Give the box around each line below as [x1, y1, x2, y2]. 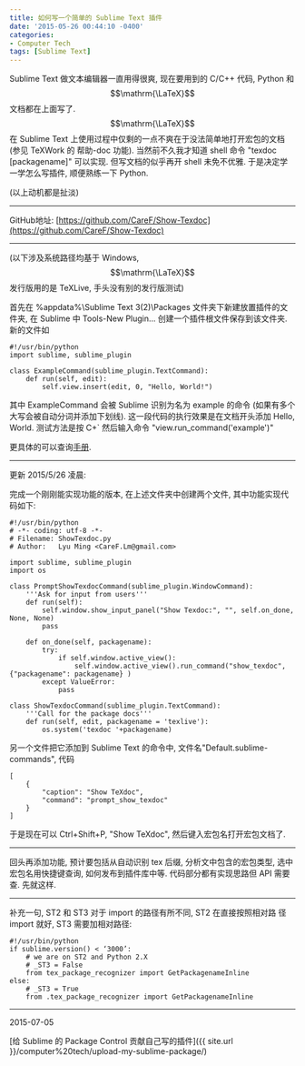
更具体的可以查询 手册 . [9, 442, 93, 453]
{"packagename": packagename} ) [9, 669, 132, 679]
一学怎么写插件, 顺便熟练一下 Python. [9, 167, 149, 178]
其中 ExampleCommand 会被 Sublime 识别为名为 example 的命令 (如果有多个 [9, 399, 296, 410]
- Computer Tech [9, 38, 71, 48]
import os [9, 566, 47, 576]
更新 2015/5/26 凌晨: [9, 469, 86, 480]
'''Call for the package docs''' [25, 709, 152, 719]
